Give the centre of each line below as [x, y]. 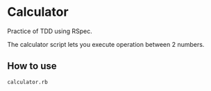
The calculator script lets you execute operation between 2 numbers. [106, 44]
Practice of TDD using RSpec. [50, 31]
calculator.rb [28, 82]
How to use [32, 66]
